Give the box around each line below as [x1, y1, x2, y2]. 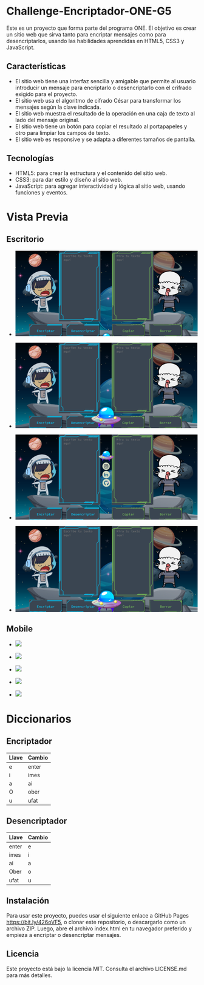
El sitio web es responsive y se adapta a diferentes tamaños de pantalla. [15, 136, 196, 143]
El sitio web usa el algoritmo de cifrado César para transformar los [15, 97, 181, 104]
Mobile [6, 624, 33, 634]
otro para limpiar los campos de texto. [15, 129, 110, 136]
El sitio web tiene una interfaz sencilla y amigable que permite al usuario [15, 77, 196, 84]
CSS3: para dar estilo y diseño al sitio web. [15, 176, 123, 183]
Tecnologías [6, 153, 54, 163]
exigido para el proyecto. [15, 90, 78, 98]
